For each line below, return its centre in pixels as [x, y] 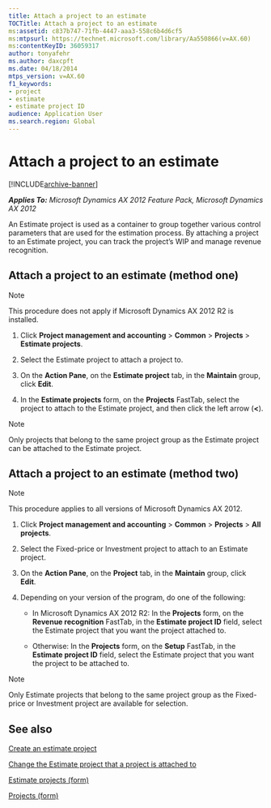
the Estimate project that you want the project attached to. [129, 630]
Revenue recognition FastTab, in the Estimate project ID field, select [147, 622]
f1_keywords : [30, 84]
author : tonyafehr [39, 54]
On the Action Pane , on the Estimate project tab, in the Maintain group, [140, 375]
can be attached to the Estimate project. [75, 448]
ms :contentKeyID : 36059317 [54, 46]
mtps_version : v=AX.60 [47, 76]
